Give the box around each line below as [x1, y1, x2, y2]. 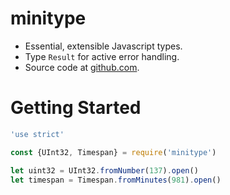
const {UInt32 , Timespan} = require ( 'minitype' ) [10, 147, 217, 157]
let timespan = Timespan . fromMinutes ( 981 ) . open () [10, 175, 222, 185]
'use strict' [10, 129, 65, 139]
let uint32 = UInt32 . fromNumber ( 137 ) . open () [10, 165, 199, 176]
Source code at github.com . [24, 61, 140, 73]
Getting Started [10, 97, 142, 119]
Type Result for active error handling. [24, 50, 180, 62]
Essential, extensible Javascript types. [24, 40, 183, 52]
